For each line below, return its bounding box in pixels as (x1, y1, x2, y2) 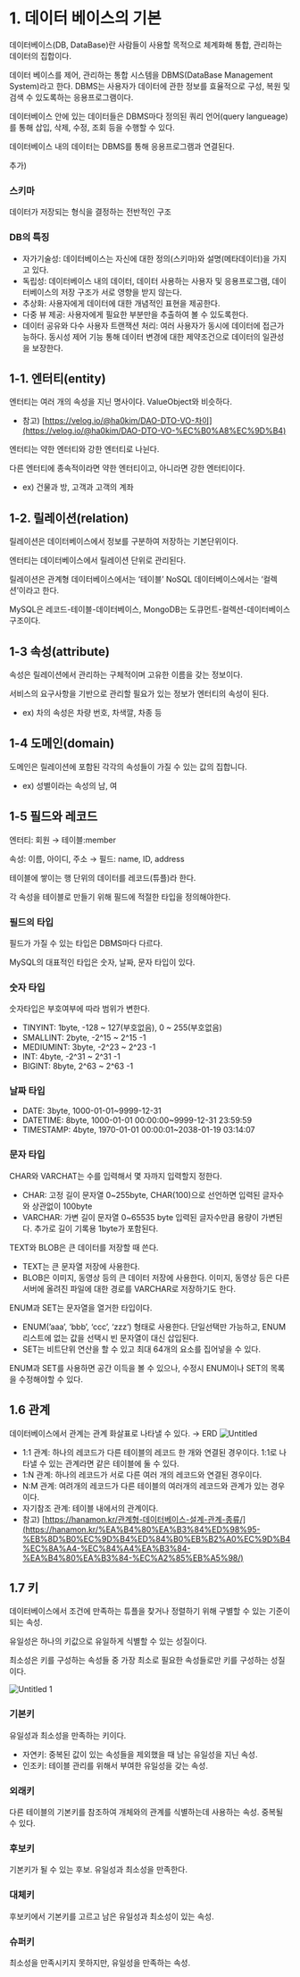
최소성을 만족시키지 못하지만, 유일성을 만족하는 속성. (9, 1957, 190, 1968)
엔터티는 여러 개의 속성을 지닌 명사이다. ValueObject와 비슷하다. (9, 397, 233, 407)
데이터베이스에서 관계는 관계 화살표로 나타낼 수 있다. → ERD (9, 1428, 218, 1438)
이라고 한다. (18, 585, 60, 596)
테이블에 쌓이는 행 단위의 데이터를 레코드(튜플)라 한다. (9, 872, 196, 883)
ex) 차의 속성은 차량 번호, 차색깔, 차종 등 (21, 707, 162, 717)
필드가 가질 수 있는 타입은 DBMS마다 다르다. (9, 937, 163, 948)
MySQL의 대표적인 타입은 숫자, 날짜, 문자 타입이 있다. (9, 957, 196, 968)
